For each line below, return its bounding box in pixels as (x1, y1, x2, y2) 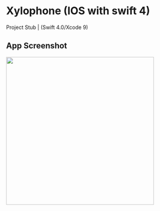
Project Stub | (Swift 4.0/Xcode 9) (6, 24, 89, 31)
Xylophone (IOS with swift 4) (6, 4, 151, 18)
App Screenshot (6, 41, 67, 51)
